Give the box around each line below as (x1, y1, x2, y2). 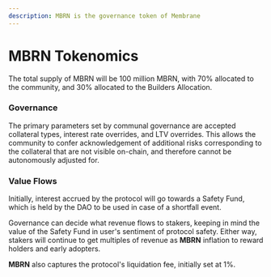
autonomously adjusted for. (8, 155, 100, 164)
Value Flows (8, 175, 57, 186)
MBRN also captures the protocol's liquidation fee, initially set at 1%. (8, 260, 236, 270)
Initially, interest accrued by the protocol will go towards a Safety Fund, (8, 194, 245, 203)
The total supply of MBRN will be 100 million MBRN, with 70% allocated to (8, 74, 255, 83)
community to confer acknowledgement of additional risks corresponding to (8, 138, 262, 147)
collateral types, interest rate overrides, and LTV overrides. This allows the (8, 129, 256, 138)
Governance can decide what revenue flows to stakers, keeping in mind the (8, 218, 260, 228)
